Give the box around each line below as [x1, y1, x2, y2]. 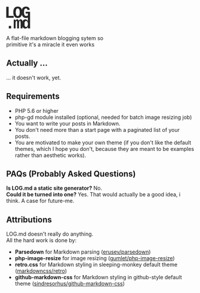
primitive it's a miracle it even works [6, 41, 95, 48]
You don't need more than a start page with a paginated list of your [14, 126, 180, 133]
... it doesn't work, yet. [6, 74, 61, 81]
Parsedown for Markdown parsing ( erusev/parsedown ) [14, 248, 151, 255]
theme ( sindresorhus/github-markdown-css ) [14, 280, 125, 287]
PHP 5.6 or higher [14, 107, 59, 114]
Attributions [6, 214, 53, 224]
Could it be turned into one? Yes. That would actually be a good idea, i [6, 191, 181, 198]
